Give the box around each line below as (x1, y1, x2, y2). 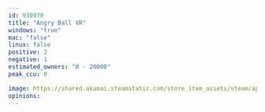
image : (8, 84, 30, 92)
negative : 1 (8, 56, 47, 64)
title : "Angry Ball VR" (8, 19, 87, 27)
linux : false (8, 41, 51, 49)
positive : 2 (8, 48, 47, 56)
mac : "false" (8, 33, 51, 42)
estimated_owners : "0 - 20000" (8, 63, 111, 71)
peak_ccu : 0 (8, 70, 47, 78)
